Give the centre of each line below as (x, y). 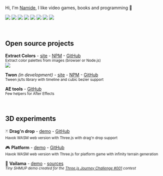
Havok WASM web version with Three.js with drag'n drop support (61, 138)
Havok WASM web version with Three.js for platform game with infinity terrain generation (82, 154)
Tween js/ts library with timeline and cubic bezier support (54, 79)
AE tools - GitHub (23, 89)
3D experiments (31, 119)
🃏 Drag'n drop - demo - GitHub (37, 131)
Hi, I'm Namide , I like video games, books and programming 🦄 (69, 8)
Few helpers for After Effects (30, 94)
